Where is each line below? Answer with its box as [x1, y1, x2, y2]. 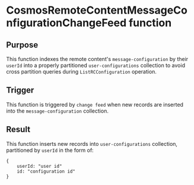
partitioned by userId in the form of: [6, 146, 94, 154]
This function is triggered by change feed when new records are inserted [6, 101, 184, 108]
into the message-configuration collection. [6, 107, 109, 114]
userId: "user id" [17, 163, 62, 169]
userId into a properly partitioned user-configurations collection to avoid [6, 62, 186, 69]
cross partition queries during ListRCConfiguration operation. [6, 68, 157, 75]
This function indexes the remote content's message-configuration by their [6, 56, 189, 62]
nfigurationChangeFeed [6, 16, 127, 30]
